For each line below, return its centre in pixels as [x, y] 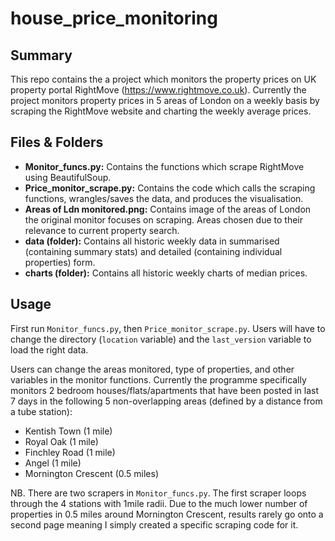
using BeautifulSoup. [68, 177]
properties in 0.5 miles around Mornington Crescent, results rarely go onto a [167, 514]
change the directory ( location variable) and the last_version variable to [161, 339]
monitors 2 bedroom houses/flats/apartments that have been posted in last [165, 390]
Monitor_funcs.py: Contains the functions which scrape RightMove [164, 166]
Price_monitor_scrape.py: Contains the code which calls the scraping [170, 188]
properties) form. [60, 262]
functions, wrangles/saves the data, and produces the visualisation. [164, 198]
